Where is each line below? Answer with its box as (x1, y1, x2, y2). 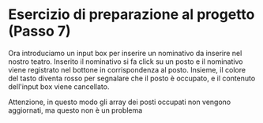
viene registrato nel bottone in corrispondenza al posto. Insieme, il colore (8, 65, 246, 74)
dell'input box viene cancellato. (8, 81, 110, 91)
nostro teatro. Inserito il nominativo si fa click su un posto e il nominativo (8, 57, 243, 66)
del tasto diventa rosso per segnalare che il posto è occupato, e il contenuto (8, 73, 256, 83)
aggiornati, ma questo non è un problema (8, 105, 143, 115)
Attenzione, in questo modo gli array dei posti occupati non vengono (8, 97, 231, 106)
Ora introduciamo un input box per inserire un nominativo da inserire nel (8, 48, 242, 58)
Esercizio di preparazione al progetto (8, 6, 255, 24)
